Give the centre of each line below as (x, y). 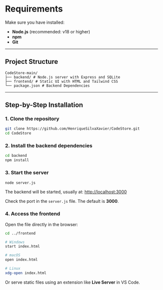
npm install (17, 160)
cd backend (16, 156)
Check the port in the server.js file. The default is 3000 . (62, 201)
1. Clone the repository (32, 119)
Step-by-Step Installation (44, 105)
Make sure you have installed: (35, 22)
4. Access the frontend (33, 214)
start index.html (23, 246)
